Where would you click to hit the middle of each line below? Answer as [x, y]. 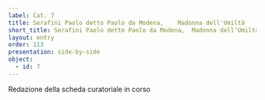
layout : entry [32, 37]
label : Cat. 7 [32, 15]
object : [21, 60]
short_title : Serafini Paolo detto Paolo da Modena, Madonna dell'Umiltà [134, 30]
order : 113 [26, 45]
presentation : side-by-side [54, 52]
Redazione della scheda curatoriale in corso [80, 89]
